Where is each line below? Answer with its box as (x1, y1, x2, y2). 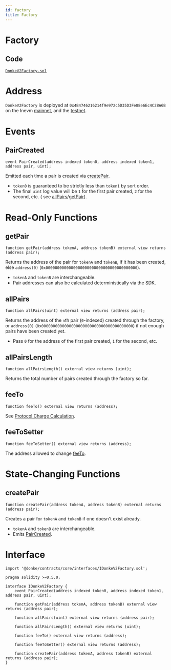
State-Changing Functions (5, 468, 120, 479)
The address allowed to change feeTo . (5, 450, 86, 456)
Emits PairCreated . (12, 531, 52, 537)
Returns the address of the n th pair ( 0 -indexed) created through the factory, (5, 317, 165, 323)
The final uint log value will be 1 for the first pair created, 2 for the (12, 188, 153, 195)
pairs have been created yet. (5, 328, 66, 334)
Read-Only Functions (5, 212, 98, 223)
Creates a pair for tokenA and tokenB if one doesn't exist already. (5, 515, 141, 521)
